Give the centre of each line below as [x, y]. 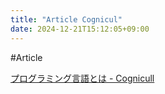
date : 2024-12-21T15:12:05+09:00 [80, 29]
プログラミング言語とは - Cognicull [82, 78]
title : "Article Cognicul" [66, 19]
